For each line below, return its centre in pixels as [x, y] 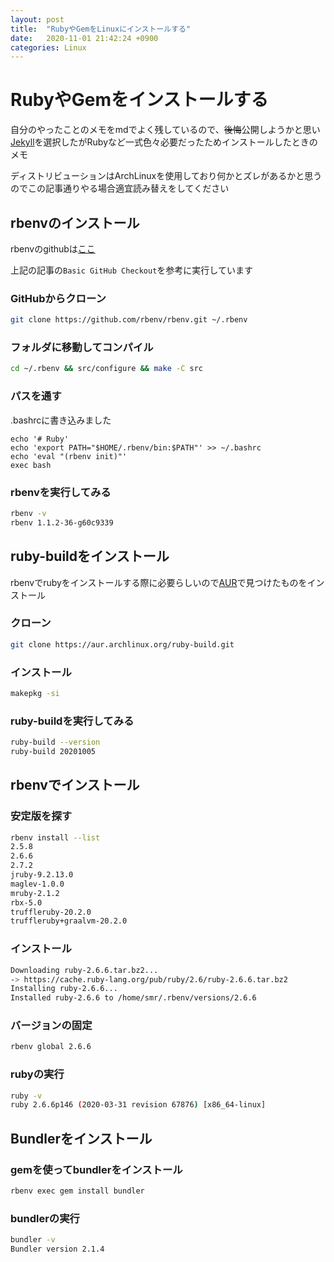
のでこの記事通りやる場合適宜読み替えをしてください [120, 188]
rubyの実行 [37, 1074]
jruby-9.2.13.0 [42, 875]
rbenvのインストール [75, 222]
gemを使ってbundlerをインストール [96, 1169]
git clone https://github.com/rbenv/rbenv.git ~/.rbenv [129, 320]
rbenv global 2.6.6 [51, 1047]
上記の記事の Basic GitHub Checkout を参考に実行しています [131, 270]
